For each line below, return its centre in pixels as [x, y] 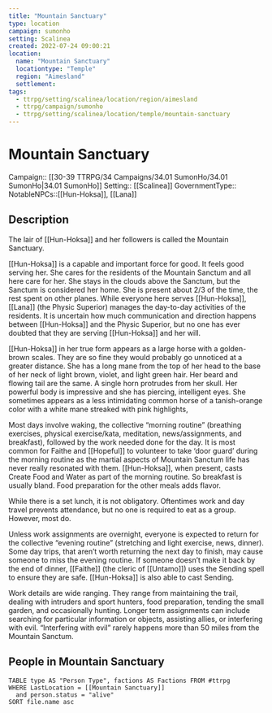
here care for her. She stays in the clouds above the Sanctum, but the [125, 280]
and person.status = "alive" [65, 695]
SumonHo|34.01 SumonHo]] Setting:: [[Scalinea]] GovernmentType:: [123, 185]
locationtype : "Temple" [56, 69]
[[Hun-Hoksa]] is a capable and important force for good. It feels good [126, 263]
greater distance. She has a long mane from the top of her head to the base [135, 366]
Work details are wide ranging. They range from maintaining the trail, [123, 593]
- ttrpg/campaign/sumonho [60, 107]
